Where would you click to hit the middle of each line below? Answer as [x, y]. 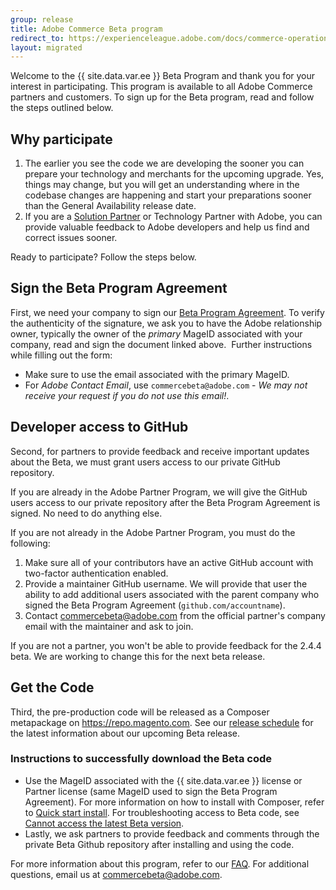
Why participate [61, 139]
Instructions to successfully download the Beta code [141, 759]
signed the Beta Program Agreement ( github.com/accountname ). [155, 605]
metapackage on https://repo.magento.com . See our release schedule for [162, 722]
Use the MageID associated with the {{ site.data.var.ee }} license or [163, 780]
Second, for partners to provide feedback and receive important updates [160, 451]
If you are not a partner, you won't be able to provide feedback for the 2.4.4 [166, 645]
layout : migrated [46, 47]
